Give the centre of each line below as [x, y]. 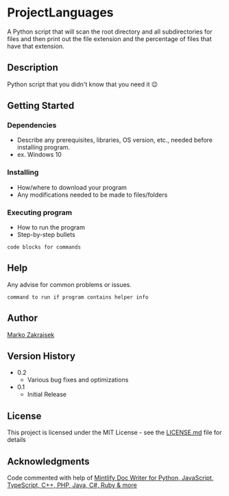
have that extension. [36, 46]
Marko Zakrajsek [31, 334]
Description [33, 67]
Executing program [40, 212]
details [16, 440]
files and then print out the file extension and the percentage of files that [109, 38]
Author [22, 318]
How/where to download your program [72, 187]
